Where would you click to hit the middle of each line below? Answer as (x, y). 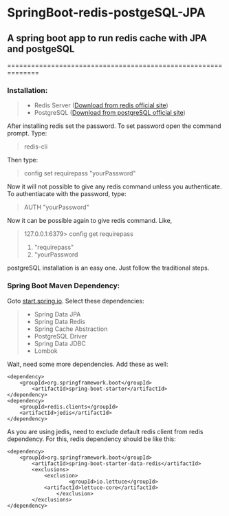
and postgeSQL (41, 49)
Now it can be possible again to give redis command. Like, (90, 221)
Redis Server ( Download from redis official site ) (101, 105)
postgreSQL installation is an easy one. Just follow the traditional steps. (108, 268)
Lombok (46, 351)
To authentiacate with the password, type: (67, 194)
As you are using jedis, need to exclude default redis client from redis (105, 431)
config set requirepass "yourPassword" (80, 173)
